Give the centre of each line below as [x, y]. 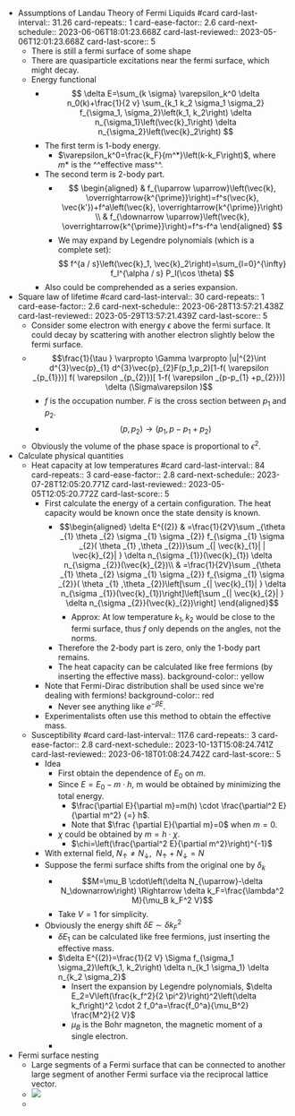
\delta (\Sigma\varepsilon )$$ [159, 387]
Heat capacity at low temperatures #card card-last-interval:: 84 [148, 466]
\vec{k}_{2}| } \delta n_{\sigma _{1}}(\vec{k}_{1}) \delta [172, 555]
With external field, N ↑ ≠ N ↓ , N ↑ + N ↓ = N [124, 854]
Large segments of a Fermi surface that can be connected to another [158, 1064]
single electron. [100, 1036]
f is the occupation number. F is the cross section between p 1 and [165, 402]
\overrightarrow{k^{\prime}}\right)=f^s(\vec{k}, [172, 197]
